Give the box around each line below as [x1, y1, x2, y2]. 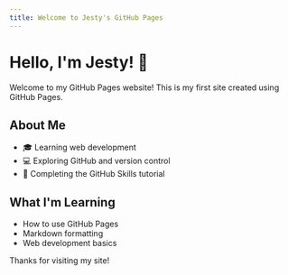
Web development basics [22, 238, 117, 249]
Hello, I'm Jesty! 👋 [9, 51, 149, 72]
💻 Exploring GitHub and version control [22, 155, 171, 167]
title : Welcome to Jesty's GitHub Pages [9, 13, 164, 23]
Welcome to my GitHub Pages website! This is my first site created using [9, 82, 280, 93]
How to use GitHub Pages [22, 218, 119, 230]
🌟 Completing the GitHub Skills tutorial [22, 169, 165, 179]
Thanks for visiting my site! [9, 255, 110, 266]
